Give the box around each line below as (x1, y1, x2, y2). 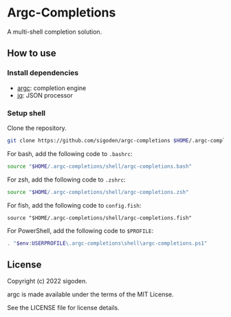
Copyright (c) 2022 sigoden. (7, 277, 87, 285)
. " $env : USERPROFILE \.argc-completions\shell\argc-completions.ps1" (7, 239, 208, 247)
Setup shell (7, 108, 46, 118)
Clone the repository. (7, 124, 67, 132)
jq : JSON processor (16, 91, 74, 99)
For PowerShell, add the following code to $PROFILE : (7, 226, 153, 234)
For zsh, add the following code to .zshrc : (7, 175, 126, 184)
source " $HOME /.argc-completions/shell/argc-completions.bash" (7, 163, 192, 170)
